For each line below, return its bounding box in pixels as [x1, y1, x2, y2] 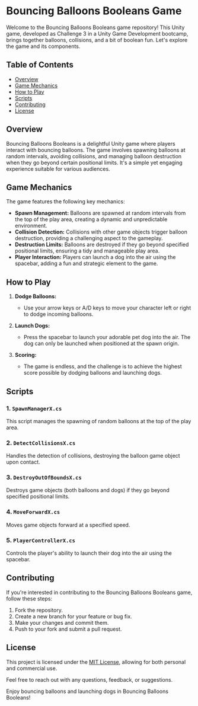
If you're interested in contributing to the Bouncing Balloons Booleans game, [6, 589, 193, 596]
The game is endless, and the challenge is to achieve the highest [23, 363, 182, 370]
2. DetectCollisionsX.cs [6, 439, 76, 447]
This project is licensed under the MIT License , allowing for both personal [6, 658, 186, 665]
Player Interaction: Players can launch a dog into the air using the [14, 254, 176, 261]
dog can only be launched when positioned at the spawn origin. [23, 340, 180, 347]
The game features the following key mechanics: [6, 198, 125, 205]
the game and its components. [6, 43, 81, 50]
